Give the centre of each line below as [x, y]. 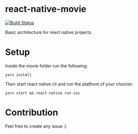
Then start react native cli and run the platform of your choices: [69, 84]
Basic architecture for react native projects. [49, 32]
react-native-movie [46, 9]
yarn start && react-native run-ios [42, 93]
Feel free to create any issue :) [36, 126]
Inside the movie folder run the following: [47, 66]
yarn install [18, 75]
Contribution [32, 113]
